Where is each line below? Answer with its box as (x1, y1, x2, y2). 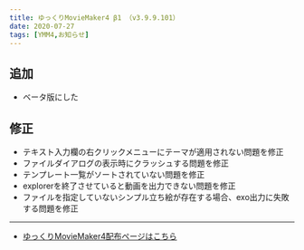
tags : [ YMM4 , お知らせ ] (9, 30, 90, 39)
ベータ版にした (22, 91, 79, 102)
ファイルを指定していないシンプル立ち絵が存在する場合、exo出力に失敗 (22, 192, 290, 202)
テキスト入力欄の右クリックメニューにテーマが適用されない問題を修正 (22, 147, 284, 157)
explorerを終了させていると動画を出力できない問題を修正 (22, 180, 237, 191)
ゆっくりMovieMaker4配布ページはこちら (22, 231, 178, 241)
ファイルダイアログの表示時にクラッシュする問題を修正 (22, 158, 229, 168)
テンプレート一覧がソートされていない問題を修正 (22, 169, 205, 179)
